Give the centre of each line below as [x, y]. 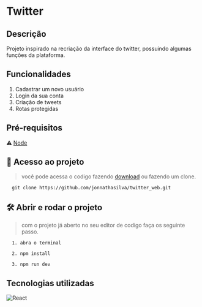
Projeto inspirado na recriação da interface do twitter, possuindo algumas [99, 48]
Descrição [26, 34]
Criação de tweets [38, 102]
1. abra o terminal [37, 243]
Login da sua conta [39, 96]
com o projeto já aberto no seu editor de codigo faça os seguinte [103, 226]
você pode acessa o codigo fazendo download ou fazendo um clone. [109, 176]
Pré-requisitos [35, 128]
